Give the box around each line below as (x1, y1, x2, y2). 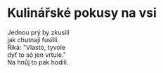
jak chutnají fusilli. (7, 35, 60, 44)
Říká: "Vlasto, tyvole (7, 43, 65, 51)
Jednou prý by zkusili (7, 28, 70, 36)
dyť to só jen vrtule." (7, 51, 67, 59)
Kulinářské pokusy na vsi (7, 5, 157, 21)
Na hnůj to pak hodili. (7, 58, 69, 66)
